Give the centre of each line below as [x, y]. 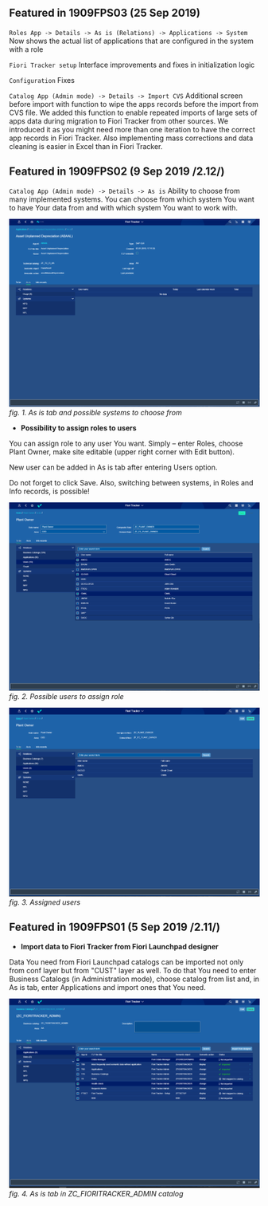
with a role [26, 49]
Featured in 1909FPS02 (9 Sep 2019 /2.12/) [117, 172]
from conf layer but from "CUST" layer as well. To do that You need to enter [133, 970]
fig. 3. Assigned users [45, 902]
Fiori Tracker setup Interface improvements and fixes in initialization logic [132, 65]
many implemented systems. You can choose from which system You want [132, 199]
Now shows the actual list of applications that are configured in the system [131, 41]
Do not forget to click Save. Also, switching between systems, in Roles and [131, 483]
